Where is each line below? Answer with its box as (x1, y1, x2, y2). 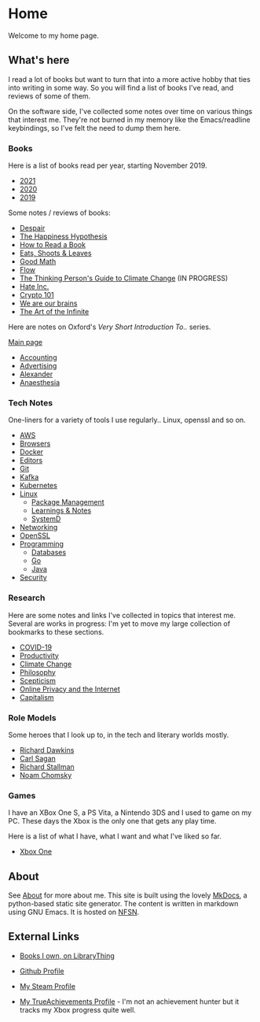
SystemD (31, 514, 61, 524)
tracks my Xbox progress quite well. (19, 1005, 136, 1014)
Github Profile (19, 966, 64, 976)
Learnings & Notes (31, 505, 92, 516)
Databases (31, 548, 67, 557)
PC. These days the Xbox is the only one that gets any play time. (8, 816, 217, 826)
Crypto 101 (19, 291, 54, 300)
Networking (19, 523, 58, 532)
